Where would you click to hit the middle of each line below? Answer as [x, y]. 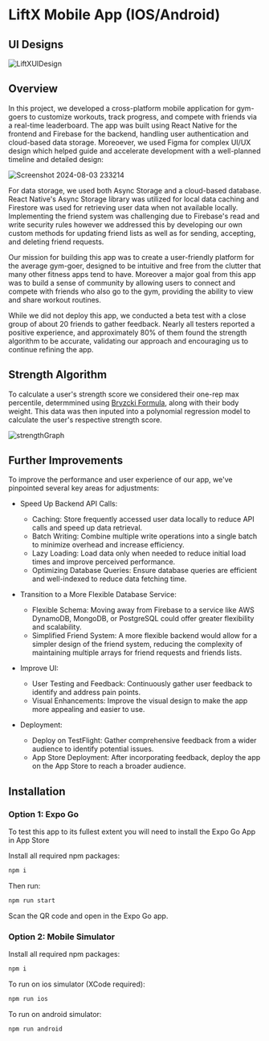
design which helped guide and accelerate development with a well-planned [134, 151]
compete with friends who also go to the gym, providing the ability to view [131, 291]
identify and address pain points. [86, 693]
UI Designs [36, 45]
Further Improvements [66, 460]
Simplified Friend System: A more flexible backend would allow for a [145, 636]
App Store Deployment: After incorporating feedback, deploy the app [146, 758]
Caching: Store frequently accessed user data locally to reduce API [143, 519]
